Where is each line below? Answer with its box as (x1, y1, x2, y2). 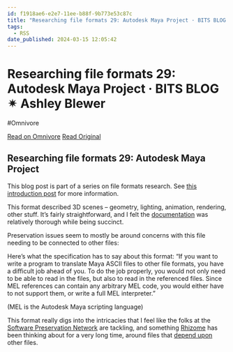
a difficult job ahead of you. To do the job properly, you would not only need (7, 266, 225, 275)
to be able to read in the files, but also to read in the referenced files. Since (7, 274, 222, 282)
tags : (7, 23, 23, 30)
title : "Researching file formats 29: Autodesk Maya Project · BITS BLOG (7, 17, 227, 24)
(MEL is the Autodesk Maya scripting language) (7, 303, 144, 311)
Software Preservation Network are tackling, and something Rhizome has (7, 323, 218, 332)
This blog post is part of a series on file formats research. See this (7, 182, 197, 190)
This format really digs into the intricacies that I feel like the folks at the (7, 316, 211, 324)
